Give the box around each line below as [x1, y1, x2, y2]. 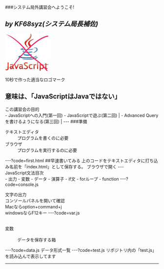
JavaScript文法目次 [5, 170, 44, 176]
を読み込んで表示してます [5, 253, 56, 259]
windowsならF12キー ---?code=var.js [5, 210, 80, 216]
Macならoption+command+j [5, 203, 62, 209]
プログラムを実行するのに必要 [17, 147, 77, 153]
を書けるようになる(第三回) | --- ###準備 [5, 118, 87, 124]
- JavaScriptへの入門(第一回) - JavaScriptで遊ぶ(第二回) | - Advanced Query [5, 112, 159, 118]
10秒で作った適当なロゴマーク [5, 76, 65, 82]
